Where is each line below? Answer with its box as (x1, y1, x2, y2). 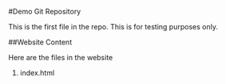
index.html (19, 68, 55, 78)
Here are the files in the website (8, 53, 113, 62)
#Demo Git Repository (8, 7, 81, 16)
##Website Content (8, 37, 73, 47)
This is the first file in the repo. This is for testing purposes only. (8, 22, 218, 31)
